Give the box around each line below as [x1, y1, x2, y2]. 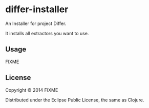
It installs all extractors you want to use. [5, 30, 89, 36]
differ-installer [5, 4, 69, 15]
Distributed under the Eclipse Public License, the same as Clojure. [5, 97, 144, 103]
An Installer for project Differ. [5, 20, 67, 26]
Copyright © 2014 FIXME [5, 87, 58, 93]
